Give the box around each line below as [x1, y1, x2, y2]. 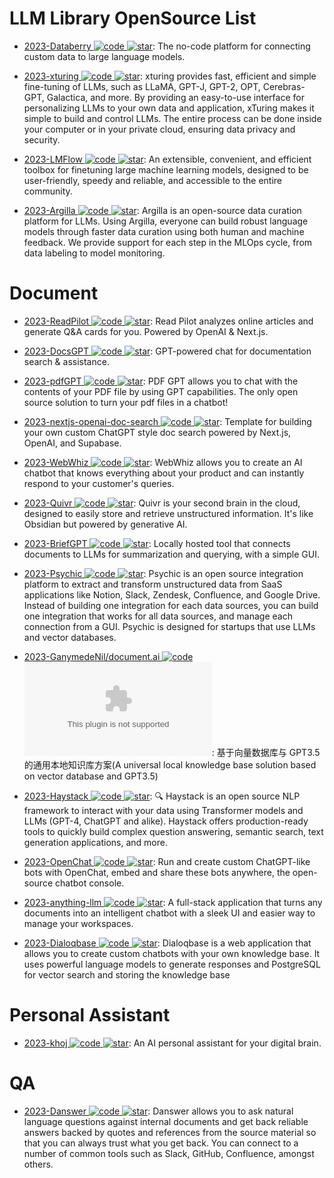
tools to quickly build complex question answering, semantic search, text [23, 825, 324, 837]
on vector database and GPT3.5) [23, 770, 159, 782]
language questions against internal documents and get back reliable [23, 1115, 309, 1127]
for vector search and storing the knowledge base [23, 968, 231, 981]
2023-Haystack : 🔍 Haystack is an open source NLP [23, 790, 301, 802]
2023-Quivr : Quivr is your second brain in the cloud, [23, 497, 301, 509]
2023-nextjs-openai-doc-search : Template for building [23, 415, 312, 427]
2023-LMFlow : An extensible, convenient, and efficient [23, 153, 312, 165]
